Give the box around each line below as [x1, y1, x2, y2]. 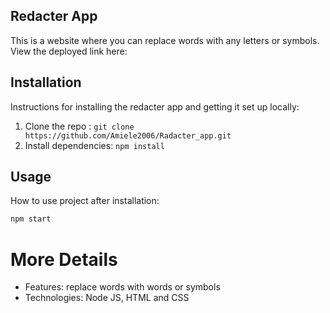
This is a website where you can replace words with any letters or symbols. [10, 34, 320, 46]
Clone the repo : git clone [24, 120, 135, 132]
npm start [10, 214, 52, 224]
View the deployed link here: [10, 45, 128, 57]
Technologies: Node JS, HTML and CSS [24, 292, 190, 304]
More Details [10, 248, 118, 271]
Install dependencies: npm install [24, 139, 165, 151]
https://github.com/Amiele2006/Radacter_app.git [24, 130, 232, 141]
